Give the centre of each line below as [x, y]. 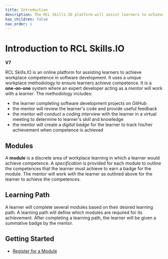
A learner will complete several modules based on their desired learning [79, 207]
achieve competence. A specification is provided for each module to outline [83, 163]
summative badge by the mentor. [39, 223]
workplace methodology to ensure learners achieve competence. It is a [78, 83]
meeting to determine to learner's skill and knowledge [68, 119]
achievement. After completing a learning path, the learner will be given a [81, 218]
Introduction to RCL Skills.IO [65, 49]
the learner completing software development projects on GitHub [79, 103]
